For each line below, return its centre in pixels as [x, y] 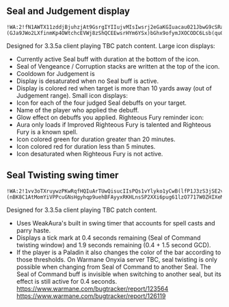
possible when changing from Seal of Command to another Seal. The [113, 267]
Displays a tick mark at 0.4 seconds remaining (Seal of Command [108, 237]
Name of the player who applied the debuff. [78, 110]
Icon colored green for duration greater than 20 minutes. [96, 139]
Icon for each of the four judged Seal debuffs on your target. [102, 103]
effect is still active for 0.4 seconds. [67, 281]
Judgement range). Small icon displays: [72, 95]
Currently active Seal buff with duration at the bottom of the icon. [108, 59]
